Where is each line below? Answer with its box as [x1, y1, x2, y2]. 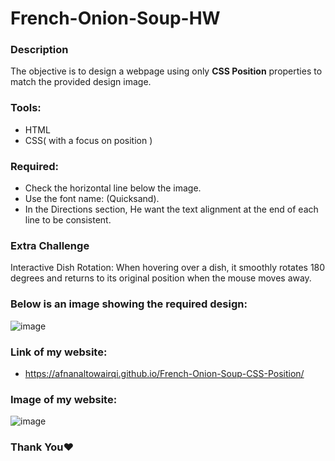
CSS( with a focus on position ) [24, 134, 153, 146]
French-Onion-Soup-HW [10, 7, 221, 30]
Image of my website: [10, 392, 118, 406]
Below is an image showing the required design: [10, 297, 248, 311]
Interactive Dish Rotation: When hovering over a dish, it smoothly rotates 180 [10, 262, 326, 274]
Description [10, 43, 69, 57]
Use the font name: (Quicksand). [24, 193, 160, 205]
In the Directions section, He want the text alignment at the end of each [24, 203, 319, 216]
